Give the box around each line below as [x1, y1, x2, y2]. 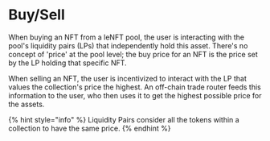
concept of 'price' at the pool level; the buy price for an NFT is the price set [8, 49, 259, 59]
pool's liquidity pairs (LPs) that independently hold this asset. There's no [8, 40, 248, 50]
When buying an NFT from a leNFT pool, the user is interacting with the [8, 32, 245, 42]
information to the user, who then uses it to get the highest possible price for [8, 90, 263, 100]
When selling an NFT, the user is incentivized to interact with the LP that [8, 73, 247, 83]
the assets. [8, 99, 45, 109]
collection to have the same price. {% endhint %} [8, 123, 171, 133]
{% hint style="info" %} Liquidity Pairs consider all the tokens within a [8, 114, 239, 124]
